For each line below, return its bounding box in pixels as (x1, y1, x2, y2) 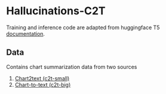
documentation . (6, 30, 45, 37)
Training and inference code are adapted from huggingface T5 (6, 24, 160, 31)
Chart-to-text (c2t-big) (14, 81, 71, 88)
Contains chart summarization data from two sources (6, 63, 137, 70)
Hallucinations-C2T (6, 4, 106, 18)
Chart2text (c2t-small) (14, 74, 70, 82)
